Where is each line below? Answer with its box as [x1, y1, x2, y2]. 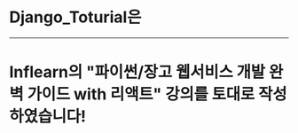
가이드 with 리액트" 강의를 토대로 [27, 84, 255, 105]
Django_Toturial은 [9, 7, 142, 27]
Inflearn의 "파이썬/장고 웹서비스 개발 [9, 62, 266, 82]
